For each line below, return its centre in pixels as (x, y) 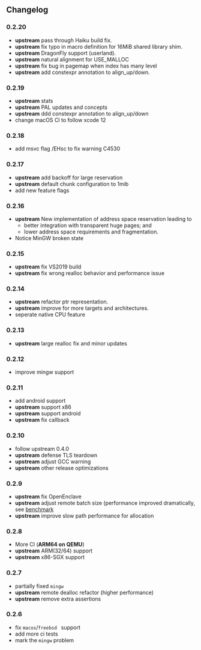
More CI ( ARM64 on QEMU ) (49, 545)
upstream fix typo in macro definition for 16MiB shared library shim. (99, 46)
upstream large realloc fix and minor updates (71, 343)
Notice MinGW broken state (49, 238)
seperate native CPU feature (50, 315)
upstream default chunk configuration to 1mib (72, 184)
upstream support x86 (43, 407)
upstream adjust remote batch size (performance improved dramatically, (105, 503)
